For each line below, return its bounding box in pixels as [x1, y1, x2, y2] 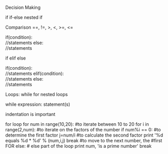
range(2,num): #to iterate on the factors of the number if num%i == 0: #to [5, 127, 161, 132]
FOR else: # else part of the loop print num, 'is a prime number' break [5, 143, 152, 149]
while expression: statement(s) [5, 101, 71, 107]
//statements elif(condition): [5, 70, 64, 76]
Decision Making [5, 5, 41, 10]
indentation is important [5, 111, 55, 117]
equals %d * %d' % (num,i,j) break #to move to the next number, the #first [5, 138, 162, 143]
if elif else [5, 55, 26, 61]
